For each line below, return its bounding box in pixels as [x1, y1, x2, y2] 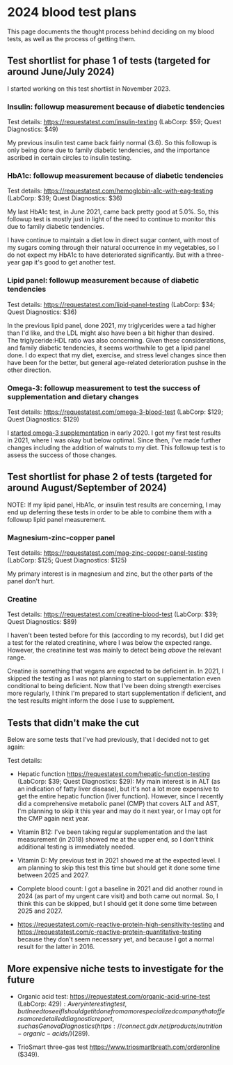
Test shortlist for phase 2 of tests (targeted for [7, 471, 213, 483]
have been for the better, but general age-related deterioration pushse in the [7, 358, 226, 366]
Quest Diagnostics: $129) [7, 415, 80, 423]
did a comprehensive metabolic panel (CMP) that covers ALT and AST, [17, 800, 220, 808]
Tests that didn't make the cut [7, 717, 140, 729]
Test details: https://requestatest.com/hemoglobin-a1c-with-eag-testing [7, 186, 214, 195]
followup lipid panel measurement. [7, 515, 106, 523]
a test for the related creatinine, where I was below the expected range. [7, 639, 212, 647]
